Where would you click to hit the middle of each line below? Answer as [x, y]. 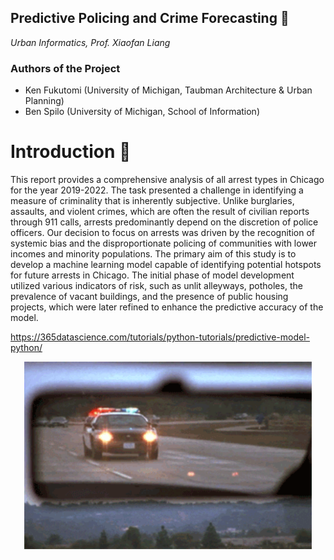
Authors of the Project [65, 68]
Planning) [44, 101]
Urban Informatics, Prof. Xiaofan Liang [90, 42]
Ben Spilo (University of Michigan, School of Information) [142, 112]
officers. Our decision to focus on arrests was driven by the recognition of [162, 233]
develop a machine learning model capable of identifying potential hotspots [166, 265]
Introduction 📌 [71, 152]
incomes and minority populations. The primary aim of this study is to [153, 254]
